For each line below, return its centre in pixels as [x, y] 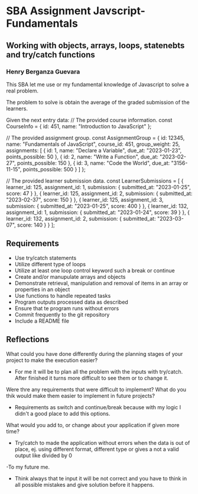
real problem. [22, 91]
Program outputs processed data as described [71, 302]
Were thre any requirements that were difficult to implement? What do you [96, 389]
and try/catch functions [51, 55]
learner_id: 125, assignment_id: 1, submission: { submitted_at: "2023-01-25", [98, 187]
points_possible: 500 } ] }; [54, 169]
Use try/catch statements [46, 258]
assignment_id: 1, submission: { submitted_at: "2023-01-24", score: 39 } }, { [98, 212]
